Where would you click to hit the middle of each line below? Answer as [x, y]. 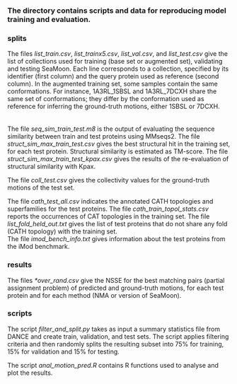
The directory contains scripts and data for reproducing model [117, 11]
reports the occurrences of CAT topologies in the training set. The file [109, 216]
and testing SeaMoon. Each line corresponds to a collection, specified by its [118, 69]
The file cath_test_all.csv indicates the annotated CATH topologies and [110, 202]
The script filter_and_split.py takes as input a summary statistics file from [114, 329]
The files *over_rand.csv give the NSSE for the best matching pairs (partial [116, 280]
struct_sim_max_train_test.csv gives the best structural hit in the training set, [119, 144]
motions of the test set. [41, 188]
